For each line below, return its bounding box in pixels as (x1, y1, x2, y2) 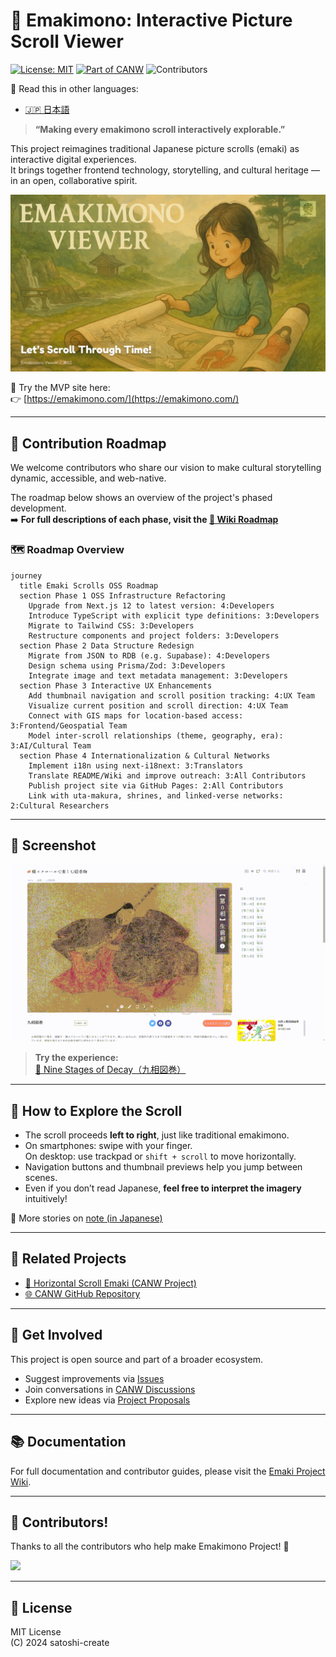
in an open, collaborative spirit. (10, 174, 138, 186)
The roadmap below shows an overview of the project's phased (10, 492, 273, 504)
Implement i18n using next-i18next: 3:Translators (28, 760, 244, 771)
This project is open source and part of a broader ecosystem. (10, 1353, 263, 1365)
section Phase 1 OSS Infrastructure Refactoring (19, 590, 226, 601)
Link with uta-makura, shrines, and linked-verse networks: (28, 790, 284, 801)
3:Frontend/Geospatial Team (10, 720, 128, 731)
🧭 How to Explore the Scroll (10, 1102, 183, 1119)
